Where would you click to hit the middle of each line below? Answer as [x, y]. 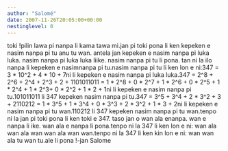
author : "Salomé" [32, 13]
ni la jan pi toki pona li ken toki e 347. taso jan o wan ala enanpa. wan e [107, 119]
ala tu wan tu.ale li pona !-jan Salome [59, 141]
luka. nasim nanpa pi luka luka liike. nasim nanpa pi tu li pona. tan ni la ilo [110, 60]
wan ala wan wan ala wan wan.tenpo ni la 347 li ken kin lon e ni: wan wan [111, 133]
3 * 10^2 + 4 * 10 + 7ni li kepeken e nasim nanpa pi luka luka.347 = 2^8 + [110, 75]
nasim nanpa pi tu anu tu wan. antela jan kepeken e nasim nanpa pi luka [109, 53]
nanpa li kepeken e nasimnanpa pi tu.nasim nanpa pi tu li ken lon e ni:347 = [113, 68]
